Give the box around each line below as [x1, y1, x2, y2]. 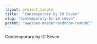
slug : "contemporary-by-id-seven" [5, 16, 76, 21]
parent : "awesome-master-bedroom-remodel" [5, 20, 93, 26]
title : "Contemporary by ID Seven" [5, 12, 79, 16]
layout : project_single [5, 7, 54, 12]
